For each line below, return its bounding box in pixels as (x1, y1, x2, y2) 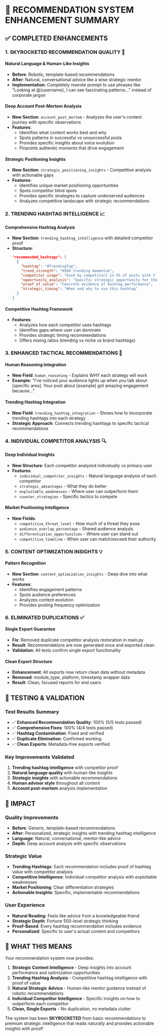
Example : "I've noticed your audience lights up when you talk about (12, 378, 147, 384)
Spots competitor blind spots (19, 188, 77, 193)
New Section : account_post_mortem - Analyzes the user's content (12, 114, 142, 120)
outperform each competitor (12, 1001, 69, 1007)
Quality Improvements (5, 814, 59, 821)
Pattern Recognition (5, 560, 46, 566)
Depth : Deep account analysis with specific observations (12, 841, 126, 846)
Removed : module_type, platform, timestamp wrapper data (12, 674, 130, 680)
